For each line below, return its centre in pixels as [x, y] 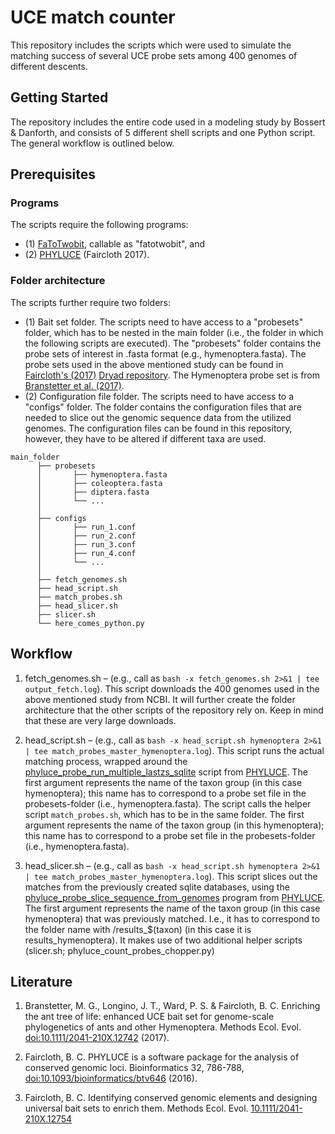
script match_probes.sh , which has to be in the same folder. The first [164, 814]
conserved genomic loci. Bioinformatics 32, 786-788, [134, 1068]
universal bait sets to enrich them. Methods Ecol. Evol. [136, 1108]
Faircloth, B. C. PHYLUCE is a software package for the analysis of [162, 1057]
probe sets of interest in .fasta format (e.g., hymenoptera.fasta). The [165, 353]
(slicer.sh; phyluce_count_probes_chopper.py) [119, 950]
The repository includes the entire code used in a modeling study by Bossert [168, 122]
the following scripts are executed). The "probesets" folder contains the [173, 343]
